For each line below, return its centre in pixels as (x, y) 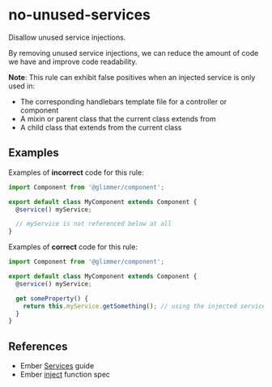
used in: (22, 86)
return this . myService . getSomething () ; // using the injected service (144, 306)
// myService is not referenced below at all (94, 224)
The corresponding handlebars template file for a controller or (123, 101)
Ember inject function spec (65, 375)
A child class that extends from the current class (101, 127)
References (38, 346)
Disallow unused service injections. (67, 37)
